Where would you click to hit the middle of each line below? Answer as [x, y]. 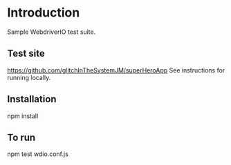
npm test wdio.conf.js [38, 154]
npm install [23, 116]
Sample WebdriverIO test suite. [52, 32]
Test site [26, 54]
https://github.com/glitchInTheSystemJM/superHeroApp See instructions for [116, 70]
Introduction [44, 13]
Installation [32, 99]
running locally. [29, 77]
